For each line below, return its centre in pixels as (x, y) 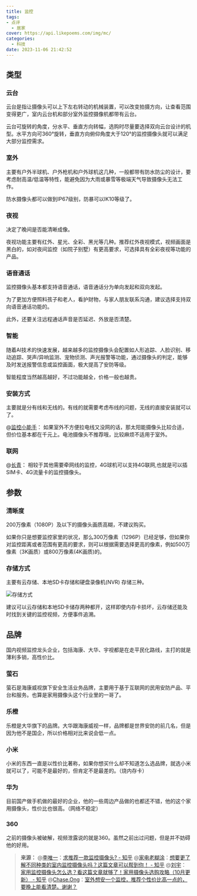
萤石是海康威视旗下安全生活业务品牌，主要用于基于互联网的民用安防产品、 (96, 688)
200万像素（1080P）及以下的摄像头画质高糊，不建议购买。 (78, 524)
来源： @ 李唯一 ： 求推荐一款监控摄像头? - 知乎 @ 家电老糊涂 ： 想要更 (103, 857)
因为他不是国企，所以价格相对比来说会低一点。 (62, 733)
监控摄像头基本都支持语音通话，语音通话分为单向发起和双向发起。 (86, 287)
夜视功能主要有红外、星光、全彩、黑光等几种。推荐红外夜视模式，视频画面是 (98, 242)
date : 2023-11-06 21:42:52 (39, 50)
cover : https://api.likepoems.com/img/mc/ (59, 33)
